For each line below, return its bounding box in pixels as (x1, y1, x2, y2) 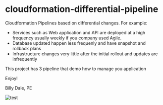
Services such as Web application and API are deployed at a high (12, 29, 146, 35)
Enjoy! (5, 75, 18, 81)
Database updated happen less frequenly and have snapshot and (12, 40, 146, 46)
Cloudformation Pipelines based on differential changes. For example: (5, 20, 148, 26)
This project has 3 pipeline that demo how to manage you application (5, 66, 146, 72)
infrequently (12, 56, 38, 62)
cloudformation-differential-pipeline (5, 3, 159, 15)
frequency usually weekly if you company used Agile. (12, 35, 122, 41)
